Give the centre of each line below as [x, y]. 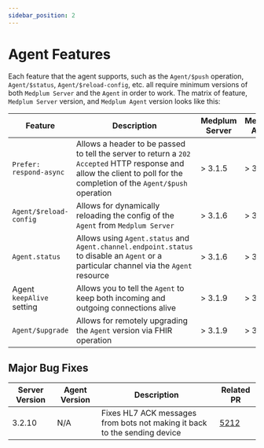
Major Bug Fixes [48, 367]
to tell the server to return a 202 [133, 153]
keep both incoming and [121, 298]
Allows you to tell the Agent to [130, 288]
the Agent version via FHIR [124, 330]
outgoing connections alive [126, 307]
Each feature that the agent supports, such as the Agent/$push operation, [126, 76]
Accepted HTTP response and [130, 163]
